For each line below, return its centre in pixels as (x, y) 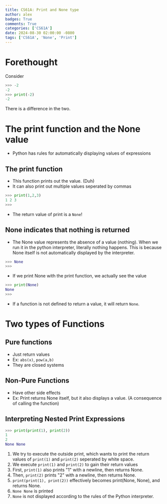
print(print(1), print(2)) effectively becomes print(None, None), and (86, 480)
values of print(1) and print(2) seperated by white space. (73, 459)
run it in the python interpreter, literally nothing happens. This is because (87, 247)
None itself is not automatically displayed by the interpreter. (74, 252)
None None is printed (33, 491)
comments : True (21, 24)
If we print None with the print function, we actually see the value (80, 276)
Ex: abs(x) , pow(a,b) (33, 359)
